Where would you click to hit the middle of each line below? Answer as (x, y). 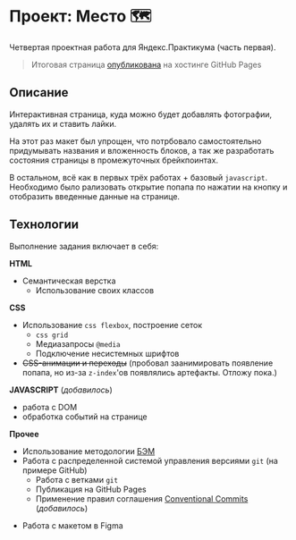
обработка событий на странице (85, 417)
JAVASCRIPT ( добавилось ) (61, 390)
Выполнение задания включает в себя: (84, 246)
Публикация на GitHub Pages (91, 489)
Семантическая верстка (69, 281)
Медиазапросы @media (78, 343)
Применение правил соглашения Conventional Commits (142, 498)
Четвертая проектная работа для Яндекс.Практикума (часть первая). (143, 47)
